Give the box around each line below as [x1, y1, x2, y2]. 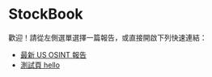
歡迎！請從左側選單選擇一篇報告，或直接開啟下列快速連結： [8, 32, 207, 42]
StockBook [8, 5, 83, 24]
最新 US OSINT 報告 [19, 49, 87, 59]
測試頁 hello [19, 60, 61, 70]
